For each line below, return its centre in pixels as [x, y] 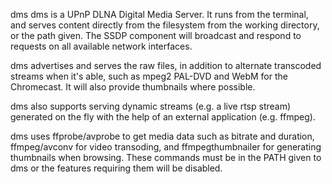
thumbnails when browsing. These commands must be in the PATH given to [166, 157]
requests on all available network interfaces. [101, 46]
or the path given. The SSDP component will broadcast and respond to [156, 35]
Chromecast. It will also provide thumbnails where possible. [133, 87]
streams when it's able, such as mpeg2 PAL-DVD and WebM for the [149, 76]
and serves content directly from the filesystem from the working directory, [165, 25]
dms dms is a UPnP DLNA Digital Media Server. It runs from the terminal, [159, 14]
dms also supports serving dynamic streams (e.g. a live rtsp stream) [151, 106]
